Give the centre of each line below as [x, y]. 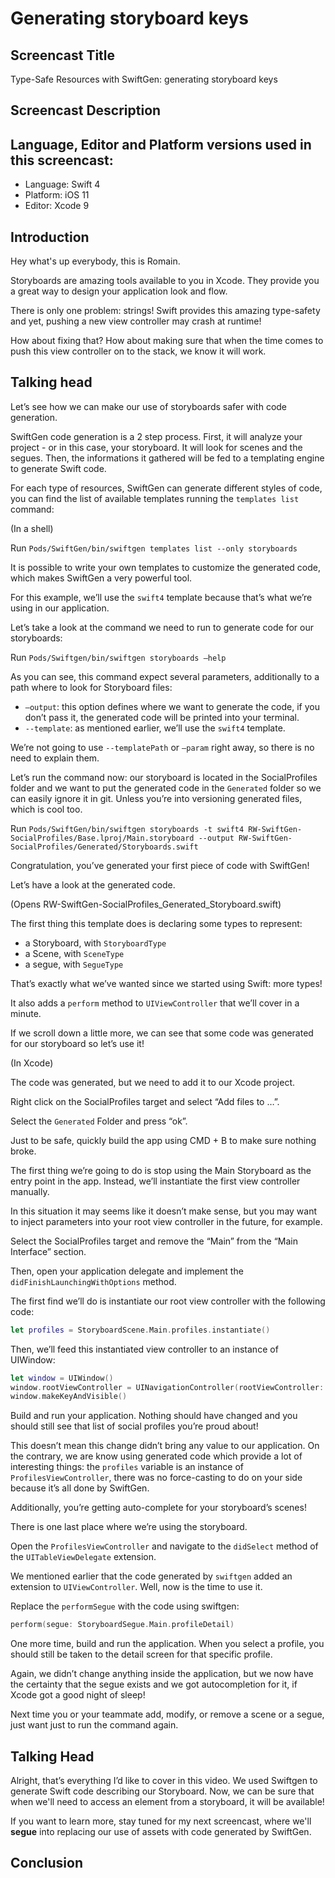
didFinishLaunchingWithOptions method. [93, 1281]
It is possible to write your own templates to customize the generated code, [165, 567]
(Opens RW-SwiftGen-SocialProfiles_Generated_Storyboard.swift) [146, 904]
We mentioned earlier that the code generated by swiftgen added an [151, 1576]
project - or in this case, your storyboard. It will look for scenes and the [156, 447]
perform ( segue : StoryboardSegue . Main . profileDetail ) [122, 1625]
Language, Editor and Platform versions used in [161, 144]
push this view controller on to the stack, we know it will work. [138, 351]
